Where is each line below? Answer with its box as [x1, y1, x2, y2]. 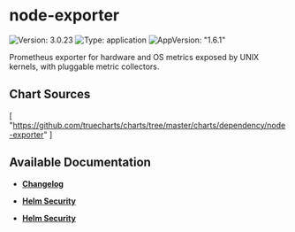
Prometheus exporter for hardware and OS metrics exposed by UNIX [9, 51, 260, 62]
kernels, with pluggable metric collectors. [9, 61, 160, 72]
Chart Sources [9, 87, 91, 102]
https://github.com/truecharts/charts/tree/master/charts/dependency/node [12, 120, 286, 130]
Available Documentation [9, 155, 152, 170]
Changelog [21, 178, 64, 189]
